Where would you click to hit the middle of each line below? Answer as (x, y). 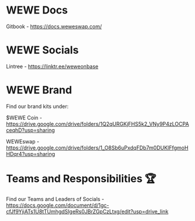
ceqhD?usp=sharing (30, 130)
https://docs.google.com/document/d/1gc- (58, 205)
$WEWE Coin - (24, 117)
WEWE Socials (42, 50)
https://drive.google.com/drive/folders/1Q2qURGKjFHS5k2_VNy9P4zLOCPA (97, 124)
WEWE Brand (39, 90)
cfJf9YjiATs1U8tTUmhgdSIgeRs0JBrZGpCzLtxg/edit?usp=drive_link (87, 211)
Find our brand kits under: (37, 106)
